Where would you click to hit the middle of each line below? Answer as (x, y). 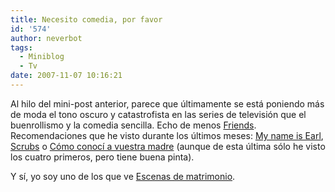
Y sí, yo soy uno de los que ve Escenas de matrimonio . (123, 176)
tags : (21, 47)
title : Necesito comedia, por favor (86, 19)
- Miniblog (42, 57)
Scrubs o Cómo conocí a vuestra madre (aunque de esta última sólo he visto (168, 146)
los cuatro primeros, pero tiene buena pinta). (102, 157)
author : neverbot (46, 38)
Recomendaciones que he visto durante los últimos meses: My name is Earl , (167, 135)
